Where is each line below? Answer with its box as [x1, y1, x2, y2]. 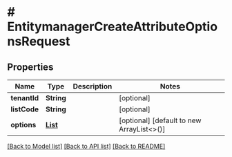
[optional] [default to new [118, 116, 202, 125]
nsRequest [7, 34, 70, 49]
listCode [10, 104, 39, 114]
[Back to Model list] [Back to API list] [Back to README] [7, 142, 166, 150]
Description [72, 82, 113, 91]
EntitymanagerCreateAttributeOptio [7, 19, 218, 35]
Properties [7, 61, 54, 73]
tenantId [10, 93, 39, 102]
